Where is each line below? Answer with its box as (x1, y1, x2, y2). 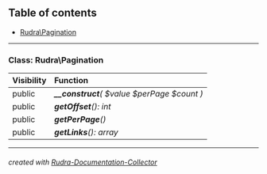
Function (54, 75, 89, 86)
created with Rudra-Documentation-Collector (8, 157, 157, 167)
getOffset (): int (54, 101, 111, 112)
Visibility (12, 75, 47, 86)
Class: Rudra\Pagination (8, 55, 104, 66)
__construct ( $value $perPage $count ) (54, 89, 204, 100)
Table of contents (8, 6, 97, 20)
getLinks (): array (54, 127, 119, 138)
